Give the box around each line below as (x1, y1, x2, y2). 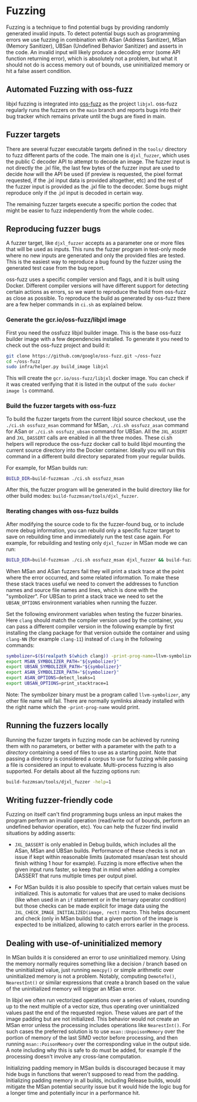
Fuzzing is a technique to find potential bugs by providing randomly (6, 24, 169, 31)
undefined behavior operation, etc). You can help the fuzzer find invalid (6, 823, 179, 830)
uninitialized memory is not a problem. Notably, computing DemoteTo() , (6, 973, 176, 980)
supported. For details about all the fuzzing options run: (6, 767, 141, 775)
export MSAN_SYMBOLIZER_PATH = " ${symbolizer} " (6, 658, 119, 664)
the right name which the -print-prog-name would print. (6, 703, 140, 710)
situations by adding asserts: (6, 829, 76, 837)
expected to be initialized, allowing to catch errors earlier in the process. (14, 921, 189, 928)
